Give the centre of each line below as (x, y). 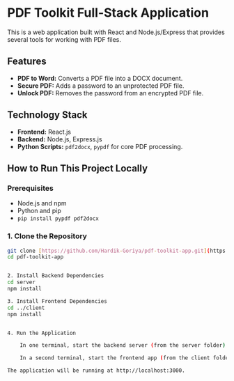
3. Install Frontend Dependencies (57, 301)
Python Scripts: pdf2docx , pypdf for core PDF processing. (100, 146)
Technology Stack (47, 115)
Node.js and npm (42, 203)
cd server (22, 282)
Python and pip (39, 211)
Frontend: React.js (44, 132)
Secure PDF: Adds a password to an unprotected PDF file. (101, 86)
